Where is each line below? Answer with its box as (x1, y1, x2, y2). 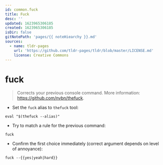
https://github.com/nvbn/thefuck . (17, 95, 84, 101)
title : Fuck (5, 12, 29, 17)
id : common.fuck (5, 7, 38, 12)
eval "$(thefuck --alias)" (5, 114, 60, 119)
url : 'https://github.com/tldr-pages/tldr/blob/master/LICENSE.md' (14, 48, 154, 53)
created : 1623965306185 (5, 25, 54, 30)
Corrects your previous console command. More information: (17, 90, 140, 96)
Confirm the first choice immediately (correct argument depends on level (12, 141, 159, 147)
